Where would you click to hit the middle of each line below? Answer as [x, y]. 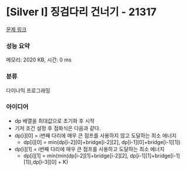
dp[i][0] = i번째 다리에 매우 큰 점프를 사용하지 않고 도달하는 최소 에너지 [96, 135]
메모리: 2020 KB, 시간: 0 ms [39, 60]
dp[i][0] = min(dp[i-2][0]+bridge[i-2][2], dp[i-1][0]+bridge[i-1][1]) [102, 142]
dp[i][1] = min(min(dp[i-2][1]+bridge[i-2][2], [76, 155]
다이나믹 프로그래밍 [28, 90]
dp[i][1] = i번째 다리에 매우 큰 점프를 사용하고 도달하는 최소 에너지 [89, 149]
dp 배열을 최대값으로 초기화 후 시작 [55, 121]
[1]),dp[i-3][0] [40, 162]
